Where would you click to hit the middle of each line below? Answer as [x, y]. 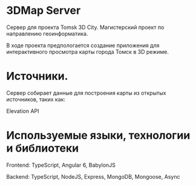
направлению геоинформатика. [47, 33]
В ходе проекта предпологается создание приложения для [83, 45]
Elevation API [23, 111]
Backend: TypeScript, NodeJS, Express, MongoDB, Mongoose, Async [93, 176]
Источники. [37, 76]
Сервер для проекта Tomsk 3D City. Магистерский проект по [85, 27]
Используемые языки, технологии [98, 136]
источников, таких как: [36, 99]
